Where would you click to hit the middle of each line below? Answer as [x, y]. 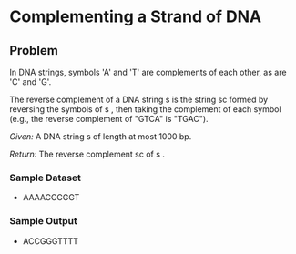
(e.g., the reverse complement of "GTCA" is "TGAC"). [109, 119]
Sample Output [43, 221]
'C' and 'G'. [31, 82]
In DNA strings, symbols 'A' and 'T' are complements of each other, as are [148, 72]
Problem [34, 51]
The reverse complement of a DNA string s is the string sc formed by [139, 99]
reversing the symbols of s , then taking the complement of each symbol [145, 109]
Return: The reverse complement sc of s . [87, 154]
